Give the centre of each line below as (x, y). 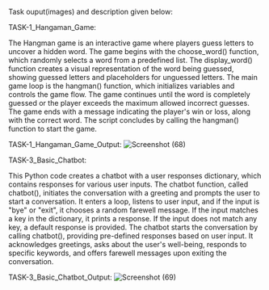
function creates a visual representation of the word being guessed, (121, 69)
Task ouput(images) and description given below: (91, 12)
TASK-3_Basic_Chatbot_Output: (61, 277)
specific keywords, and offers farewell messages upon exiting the (118, 253)
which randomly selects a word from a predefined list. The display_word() (130, 60)
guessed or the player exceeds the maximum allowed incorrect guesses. (129, 103)
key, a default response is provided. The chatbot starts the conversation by (133, 227)
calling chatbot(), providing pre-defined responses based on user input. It (131, 236)
